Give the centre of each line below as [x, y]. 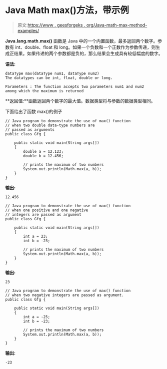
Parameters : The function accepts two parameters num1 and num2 [74, 86]
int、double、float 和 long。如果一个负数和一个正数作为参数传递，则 [85, 47]
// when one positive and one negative [47, 210]
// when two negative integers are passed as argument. [64, 295]
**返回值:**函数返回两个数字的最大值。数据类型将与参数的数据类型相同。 [80, 101]
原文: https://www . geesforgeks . [51, 25]
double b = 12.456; [43, 156]
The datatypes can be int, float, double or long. [59, 78]
